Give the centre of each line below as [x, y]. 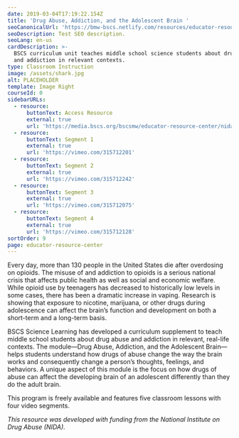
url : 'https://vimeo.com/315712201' [80, 153]
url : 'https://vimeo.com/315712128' [80, 231]
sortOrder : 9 [27, 239]
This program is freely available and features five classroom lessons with [114, 398]
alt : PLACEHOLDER [33, 80]
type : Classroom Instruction [51, 67]
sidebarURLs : [27, 100]
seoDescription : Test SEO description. [67, 34]
